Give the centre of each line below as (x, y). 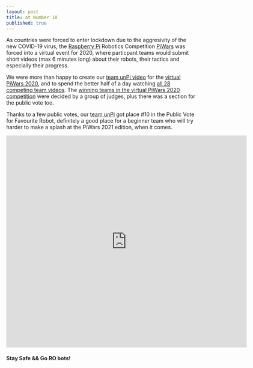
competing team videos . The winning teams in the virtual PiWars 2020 (93, 90)
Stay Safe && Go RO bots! (38, 358)
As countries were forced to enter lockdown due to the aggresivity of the (96, 40)
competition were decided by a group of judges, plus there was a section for (101, 96)
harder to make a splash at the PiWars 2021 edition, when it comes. (89, 127)
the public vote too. (30, 103)
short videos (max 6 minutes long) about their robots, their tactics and (93, 59)
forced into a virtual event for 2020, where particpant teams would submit (98, 53)
